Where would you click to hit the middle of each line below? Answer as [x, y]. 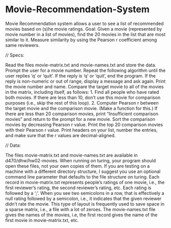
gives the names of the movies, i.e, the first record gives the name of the [81, 215]
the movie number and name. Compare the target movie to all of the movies [84, 86]
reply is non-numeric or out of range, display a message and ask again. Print [85, 81]
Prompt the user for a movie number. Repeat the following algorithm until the [85, 70]
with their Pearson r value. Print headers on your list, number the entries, [81, 130]
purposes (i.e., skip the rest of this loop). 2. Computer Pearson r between [82, 103]
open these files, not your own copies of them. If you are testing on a [78, 166]
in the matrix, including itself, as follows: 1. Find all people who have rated [82, 92]
